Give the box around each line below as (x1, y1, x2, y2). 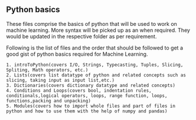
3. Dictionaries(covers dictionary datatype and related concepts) (6, 82, 176, 88)
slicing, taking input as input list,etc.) (6, 77, 115, 83)
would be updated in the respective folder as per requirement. (6, 32, 157, 40)
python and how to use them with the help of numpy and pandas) (6, 108, 168, 114)
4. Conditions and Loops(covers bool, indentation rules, (6, 88, 152, 94)
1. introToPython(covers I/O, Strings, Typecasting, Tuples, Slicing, (6, 62, 184, 68)
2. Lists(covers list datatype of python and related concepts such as (6, 72, 186, 78)
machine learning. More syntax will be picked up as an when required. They (6, 26, 191, 34)
